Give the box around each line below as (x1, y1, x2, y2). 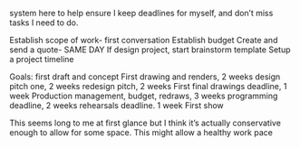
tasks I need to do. (9, 17, 79, 28)
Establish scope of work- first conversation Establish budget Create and (9, 35, 278, 45)
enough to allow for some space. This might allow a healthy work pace (9, 127, 274, 138)
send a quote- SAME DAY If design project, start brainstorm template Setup (9, 44, 291, 55)
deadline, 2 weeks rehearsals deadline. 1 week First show (9, 100, 224, 111)
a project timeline (9, 54, 74, 64)
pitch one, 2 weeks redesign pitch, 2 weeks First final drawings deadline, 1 (9, 81, 287, 91)
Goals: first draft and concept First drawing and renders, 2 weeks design (9, 71, 281, 82)
